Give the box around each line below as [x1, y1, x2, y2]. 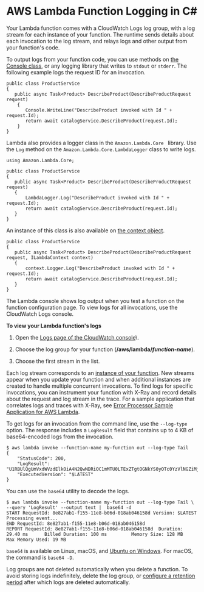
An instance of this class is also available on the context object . [6, 227, 165, 234]
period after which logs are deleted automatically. [6, 578, 131, 586]
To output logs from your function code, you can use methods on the [6, 55, 179, 63]
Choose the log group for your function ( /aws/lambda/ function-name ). [15, 346, 195, 353]
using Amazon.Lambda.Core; [6, 157, 75, 163]
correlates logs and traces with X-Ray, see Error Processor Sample [6, 401, 174, 409]
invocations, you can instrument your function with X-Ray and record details [6, 388, 197, 396]
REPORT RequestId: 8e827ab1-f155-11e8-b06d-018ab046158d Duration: [6, 526, 183, 532]
